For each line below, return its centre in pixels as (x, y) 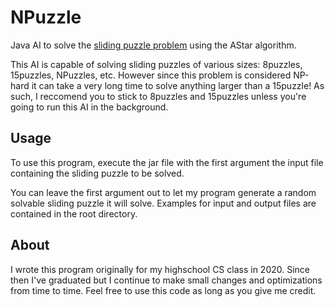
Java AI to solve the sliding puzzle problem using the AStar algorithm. (153, 45)
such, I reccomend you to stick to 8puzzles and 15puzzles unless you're (158, 96)
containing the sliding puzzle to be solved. (97, 173)
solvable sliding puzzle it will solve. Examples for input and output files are (163, 203)
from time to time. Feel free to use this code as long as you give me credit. (163, 290)
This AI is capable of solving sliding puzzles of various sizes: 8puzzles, (156, 64)
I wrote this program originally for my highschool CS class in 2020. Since (160, 269)
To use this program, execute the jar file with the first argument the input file (167, 162)
